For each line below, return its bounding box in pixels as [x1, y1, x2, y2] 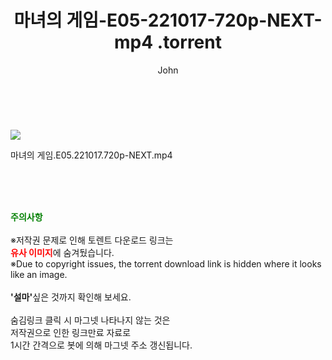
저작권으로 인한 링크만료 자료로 [10, 326, 132, 338]
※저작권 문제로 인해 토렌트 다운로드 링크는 [10, 234, 174, 246]
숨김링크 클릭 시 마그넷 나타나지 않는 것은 [10, 314, 171, 326]
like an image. [10, 268, 68, 280]
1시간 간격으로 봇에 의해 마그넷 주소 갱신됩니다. [10, 339, 193, 351]
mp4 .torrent [114, 31, 222, 54]
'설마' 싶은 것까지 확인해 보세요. [10, 291, 132, 303]
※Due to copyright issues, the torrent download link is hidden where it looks [10, 257, 322, 270]
